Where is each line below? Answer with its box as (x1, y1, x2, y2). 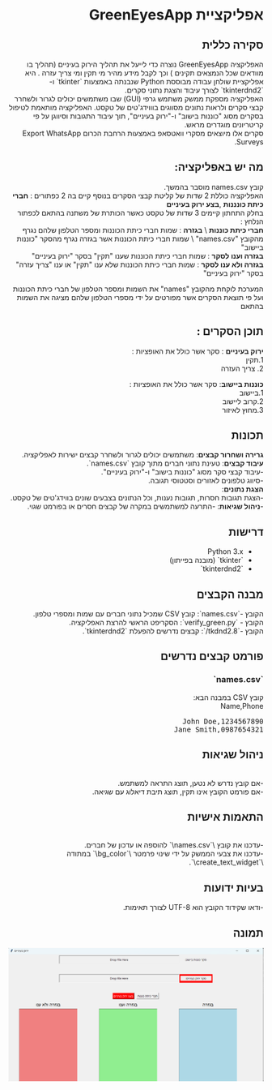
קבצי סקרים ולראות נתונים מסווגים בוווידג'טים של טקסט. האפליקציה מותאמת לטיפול (9, 103, 264, 112)
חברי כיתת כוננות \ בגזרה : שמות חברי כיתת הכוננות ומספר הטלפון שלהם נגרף (22, 225, 264, 234)
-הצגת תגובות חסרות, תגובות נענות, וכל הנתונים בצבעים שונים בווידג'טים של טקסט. (10, 493, 264, 503)
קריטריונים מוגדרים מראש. (184, 120, 264, 129)
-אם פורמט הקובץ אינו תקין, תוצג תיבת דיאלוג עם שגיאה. (91, 787, 264, 796)
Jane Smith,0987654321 (173, 724, 264, 734)
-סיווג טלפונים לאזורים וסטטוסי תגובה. (148, 476, 264, 486)
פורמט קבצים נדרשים (160, 650, 264, 663)
